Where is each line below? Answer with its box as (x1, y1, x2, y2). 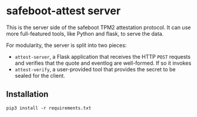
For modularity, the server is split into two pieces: (6, 42, 127, 49)
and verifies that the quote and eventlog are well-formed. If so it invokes (14, 59, 192, 67)
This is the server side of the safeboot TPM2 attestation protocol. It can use (6, 24, 191, 31)
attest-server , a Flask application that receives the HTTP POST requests (14, 53, 191, 60)
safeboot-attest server (6, 4, 121, 18)
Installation (6, 89, 49, 99)
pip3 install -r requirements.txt (6, 105, 92, 111)
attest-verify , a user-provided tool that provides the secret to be (14, 65, 176, 72)
